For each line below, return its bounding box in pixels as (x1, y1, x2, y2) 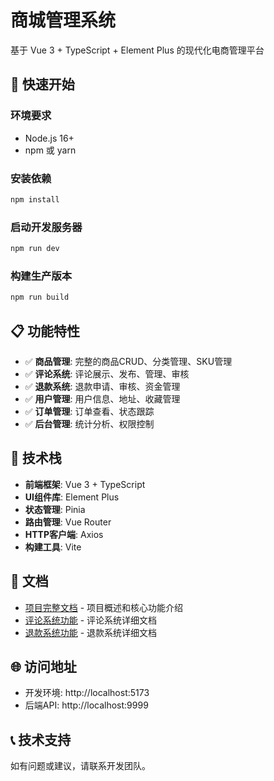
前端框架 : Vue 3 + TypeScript (24, 478, 146, 490)
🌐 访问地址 (10, 658, 77, 675)
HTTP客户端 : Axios (24, 528, 104, 540)
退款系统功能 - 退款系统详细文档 (24, 626, 158, 638)
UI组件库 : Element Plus (24, 491, 120, 503)
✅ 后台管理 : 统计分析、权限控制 (24, 417, 155, 430)
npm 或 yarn (24, 144, 77, 156)
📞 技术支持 (10, 731, 72, 748)
